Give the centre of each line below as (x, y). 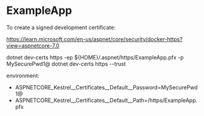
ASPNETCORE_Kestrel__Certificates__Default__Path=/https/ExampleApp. (106, 100)
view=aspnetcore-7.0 (33, 46)
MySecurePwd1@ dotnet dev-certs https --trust (66, 64)
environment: (23, 75)
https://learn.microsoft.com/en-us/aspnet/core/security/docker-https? (94, 39)
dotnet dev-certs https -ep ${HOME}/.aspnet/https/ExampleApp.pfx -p (95, 57)
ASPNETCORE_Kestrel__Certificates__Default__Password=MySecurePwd (106, 87)
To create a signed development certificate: (61, 27)
